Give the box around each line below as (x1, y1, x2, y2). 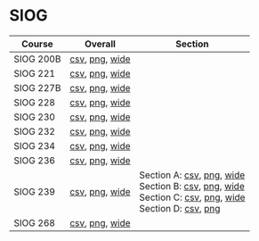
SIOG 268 (13, 216, 56, 229)
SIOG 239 (13, 185, 56, 197)
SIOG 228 (13, 96, 56, 108)
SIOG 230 (13, 111, 56, 123)
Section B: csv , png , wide (139, 179, 245, 192)
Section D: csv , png (139, 202, 221, 214)
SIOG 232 (13, 125, 56, 137)
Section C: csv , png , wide (139, 191, 246, 204)
